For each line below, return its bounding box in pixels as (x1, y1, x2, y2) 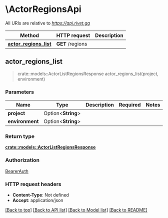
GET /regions (56, 40, 87, 47)
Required (118, 101, 141, 108)
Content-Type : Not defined (12, 191, 69, 198)
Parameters (5, 88, 34, 95)
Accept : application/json (12, 197, 63, 203)
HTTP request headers (5, 180, 61, 187)
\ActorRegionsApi (5, 3, 81, 15)
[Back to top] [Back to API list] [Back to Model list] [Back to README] (5, 206, 147, 213)
